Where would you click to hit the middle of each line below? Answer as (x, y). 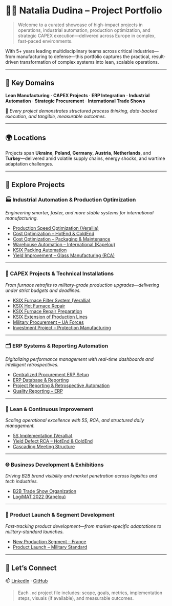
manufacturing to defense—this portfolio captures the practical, (83, 57)
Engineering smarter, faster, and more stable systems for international (79, 213)
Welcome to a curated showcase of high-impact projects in (80, 25)
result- (159, 57)
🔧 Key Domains (30, 83)
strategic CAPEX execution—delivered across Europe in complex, (87, 35)
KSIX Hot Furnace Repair (39, 306)
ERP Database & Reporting (41, 380)
